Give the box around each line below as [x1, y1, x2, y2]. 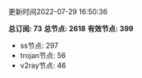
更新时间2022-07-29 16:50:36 [8, 7, 108, 16]
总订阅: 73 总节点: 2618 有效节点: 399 [8, 24, 134, 33]
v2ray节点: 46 [19, 60, 67, 70]
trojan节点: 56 [19, 51, 67, 60]
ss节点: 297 [19, 41, 59, 50]
